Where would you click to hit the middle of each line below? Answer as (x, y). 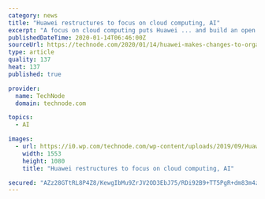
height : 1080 (44, 161)
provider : (24, 88)
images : (21, 139)
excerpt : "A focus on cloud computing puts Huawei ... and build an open (132, 30)
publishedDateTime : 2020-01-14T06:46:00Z (77, 38)
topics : (21, 118)
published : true (35, 74)
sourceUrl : (26, 45)
